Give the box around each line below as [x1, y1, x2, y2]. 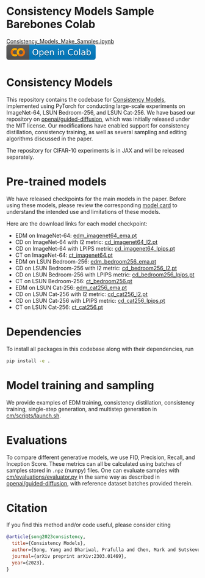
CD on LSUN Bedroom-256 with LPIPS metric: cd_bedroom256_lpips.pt [15, 271, 195, 278]
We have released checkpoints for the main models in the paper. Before [6, 195, 187, 202]
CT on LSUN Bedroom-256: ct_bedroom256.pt [15, 277, 132, 284]
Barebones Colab [6, 17, 96, 31]
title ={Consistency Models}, [12, 541, 86, 547]
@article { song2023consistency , [6, 534, 86, 540]
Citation [6, 501, 48, 515]
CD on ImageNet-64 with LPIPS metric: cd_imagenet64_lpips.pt [15, 245, 176, 252]
